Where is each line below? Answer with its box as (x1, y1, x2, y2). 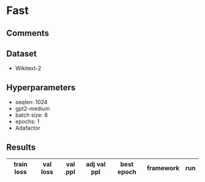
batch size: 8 (15, 111, 48, 119)
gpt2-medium (15, 105, 50, 113)
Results (6, 142, 36, 152)
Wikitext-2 (15, 65, 41, 72)
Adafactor (15, 124, 41, 131)
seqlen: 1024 (15, 99, 48, 106)
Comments (6, 28, 49, 38)
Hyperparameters (6, 82, 76, 93)
